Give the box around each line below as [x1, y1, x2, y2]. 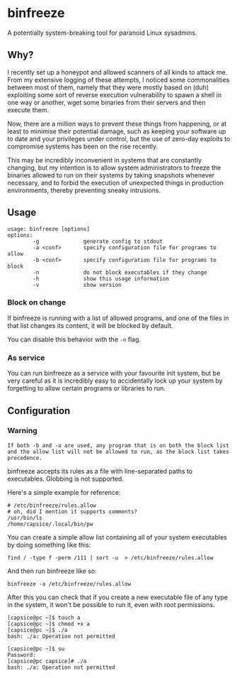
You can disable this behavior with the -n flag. [7, 335, 141, 344]
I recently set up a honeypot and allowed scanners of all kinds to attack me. [7, 67, 228, 76]
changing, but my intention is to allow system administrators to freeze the [7, 163, 221, 172]
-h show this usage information [33, 275, 170, 282]
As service [7, 353, 45, 363]
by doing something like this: [7, 540, 91, 549]
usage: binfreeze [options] [7, 225, 91, 232]
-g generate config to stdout [33, 238, 163, 245]
